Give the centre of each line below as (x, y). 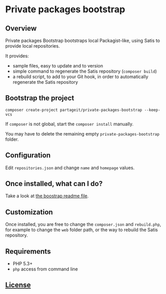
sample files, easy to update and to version (58, 66)
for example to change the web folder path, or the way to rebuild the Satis (81, 230)
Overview (21, 28)
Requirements (28, 251)
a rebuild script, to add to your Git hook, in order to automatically (80, 77)
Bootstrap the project (40, 98)
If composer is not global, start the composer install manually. (70, 124)
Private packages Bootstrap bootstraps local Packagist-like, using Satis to (83, 40)
